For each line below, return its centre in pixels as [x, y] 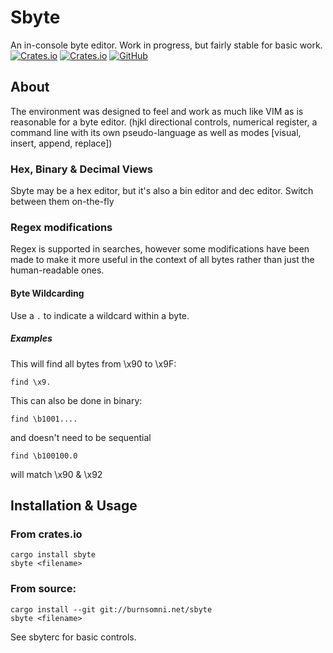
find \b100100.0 [44, 456]
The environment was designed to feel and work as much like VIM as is [157, 111]
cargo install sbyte [53, 555]
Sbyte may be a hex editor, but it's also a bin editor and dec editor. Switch [162, 191]
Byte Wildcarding [47, 293]
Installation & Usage [74, 505]
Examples [31, 338]
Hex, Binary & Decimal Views [82, 169]
